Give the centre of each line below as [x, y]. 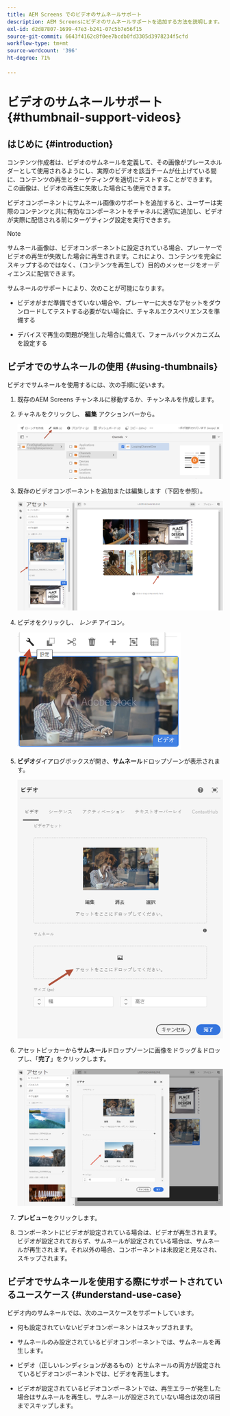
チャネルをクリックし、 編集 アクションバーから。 [88, 414]
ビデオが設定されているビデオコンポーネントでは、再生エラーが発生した [119, 1388]
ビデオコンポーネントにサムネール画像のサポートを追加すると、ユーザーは [112, 202]
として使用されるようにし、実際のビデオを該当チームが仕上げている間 [118, 170]
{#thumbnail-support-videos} [94, 117]
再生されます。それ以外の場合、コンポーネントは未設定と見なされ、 [125, 1249]
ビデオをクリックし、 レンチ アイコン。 [73, 623]
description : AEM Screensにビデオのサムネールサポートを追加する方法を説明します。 [115, 22]
